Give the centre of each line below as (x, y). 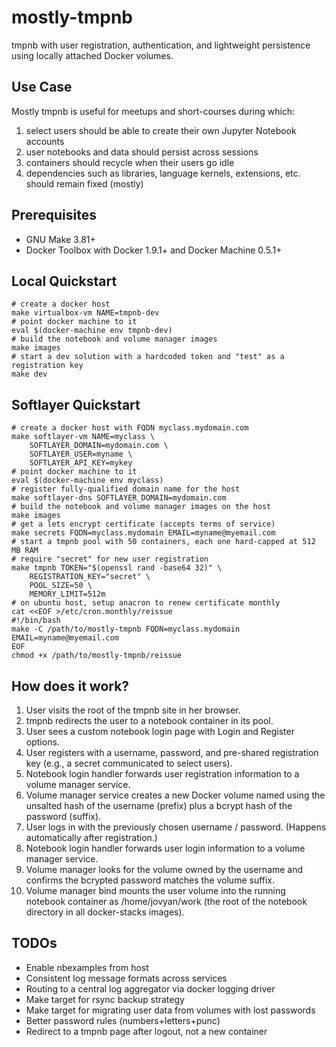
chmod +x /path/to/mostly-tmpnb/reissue (97, 656)
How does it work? (70, 686)
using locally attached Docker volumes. (92, 55)
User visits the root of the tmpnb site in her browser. (133, 710)
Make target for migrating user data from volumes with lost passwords (170, 1010)
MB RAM (25, 551)
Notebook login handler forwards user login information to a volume (165, 848)
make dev (29, 374)
